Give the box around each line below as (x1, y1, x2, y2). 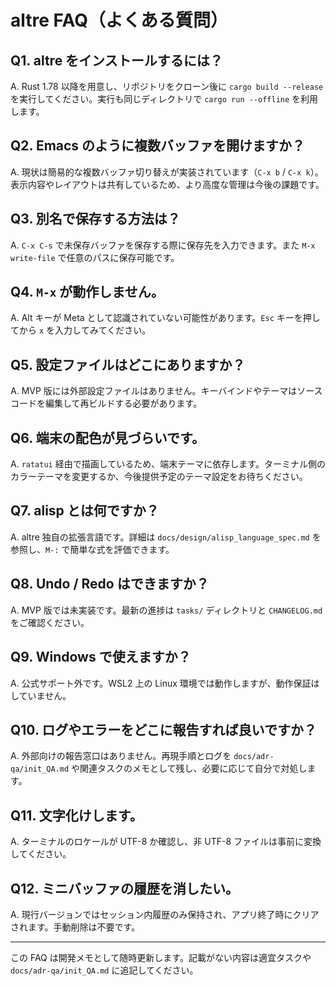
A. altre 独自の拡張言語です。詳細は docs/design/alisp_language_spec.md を (10, 531, 322, 543)
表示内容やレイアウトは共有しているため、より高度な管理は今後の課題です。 (10, 178, 325, 190)
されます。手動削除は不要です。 (10, 921, 141, 933)
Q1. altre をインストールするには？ (10, 52, 223, 69)
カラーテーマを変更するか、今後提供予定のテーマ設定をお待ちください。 (10, 471, 308, 483)
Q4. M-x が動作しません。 (10, 284, 165, 301)
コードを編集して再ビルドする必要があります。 (10, 397, 203, 410)
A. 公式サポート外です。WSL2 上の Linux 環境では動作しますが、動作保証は (10, 677, 320, 689)
